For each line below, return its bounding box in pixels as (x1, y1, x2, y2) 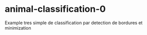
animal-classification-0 (5, 3, 106, 15)
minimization (5, 25, 31, 31)
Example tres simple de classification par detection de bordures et (5, 20, 143, 26)
